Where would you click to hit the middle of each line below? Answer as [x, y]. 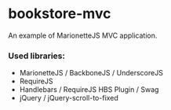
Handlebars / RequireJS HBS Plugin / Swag [89, 90]
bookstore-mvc [60, 14]
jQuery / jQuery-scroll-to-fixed [69, 98]
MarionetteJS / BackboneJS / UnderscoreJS [91, 73]
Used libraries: [36, 56]
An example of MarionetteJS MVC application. [83, 35]
